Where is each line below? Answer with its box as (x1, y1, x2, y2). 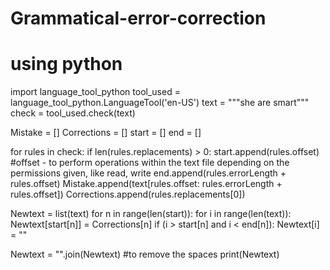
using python (10, 53, 123, 76)
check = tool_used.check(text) (10, 107, 136, 119)
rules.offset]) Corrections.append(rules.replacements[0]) (10, 188, 246, 201)
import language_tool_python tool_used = (10, 86, 181, 98)
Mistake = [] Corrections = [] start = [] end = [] (10, 127, 202, 139)
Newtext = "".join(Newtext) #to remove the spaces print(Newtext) (10, 248, 280, 261)
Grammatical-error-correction (10, 7, 267, 30)
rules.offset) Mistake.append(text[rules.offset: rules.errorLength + (10, 178, 283, 190)
